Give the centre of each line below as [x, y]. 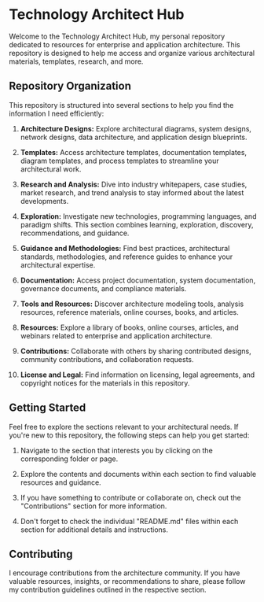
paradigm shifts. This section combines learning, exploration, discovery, [137, 224]
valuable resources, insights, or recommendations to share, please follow [127, 582]
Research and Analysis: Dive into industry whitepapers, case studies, [134, 184]
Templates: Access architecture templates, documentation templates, [133, 152]
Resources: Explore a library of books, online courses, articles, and [129, 327]
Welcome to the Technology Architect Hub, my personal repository [117, 36]
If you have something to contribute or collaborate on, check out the [131, 497]
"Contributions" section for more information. [93, 506]
